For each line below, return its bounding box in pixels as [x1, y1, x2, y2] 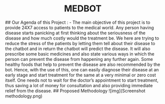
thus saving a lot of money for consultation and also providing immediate [5, 82, 153, 88]
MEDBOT [64, 3, 102, 14]
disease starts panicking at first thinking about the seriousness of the [5, 30, 146, 36]
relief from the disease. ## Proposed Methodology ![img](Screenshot [5, 88, 146, 94]
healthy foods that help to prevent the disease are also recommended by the [5, 61, 161, 67]
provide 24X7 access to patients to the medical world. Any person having [5, 24, 154, 30]
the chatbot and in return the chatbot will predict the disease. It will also [5, 46, 151, 52]
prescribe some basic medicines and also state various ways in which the [5, 51, 155, 57]
